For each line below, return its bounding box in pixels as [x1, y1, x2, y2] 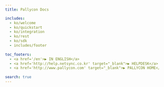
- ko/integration [9, 30, 45, 35]
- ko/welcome [9, 20, 36, 25]
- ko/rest [9, 34, 29, 39]
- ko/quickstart [9, 25, 42, 30]
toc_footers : [5, 52, 32, 57]
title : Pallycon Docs [5, 7, 49, 12]
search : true [5, 75, 32, 80]
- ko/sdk [9, 38, 27, 44]
